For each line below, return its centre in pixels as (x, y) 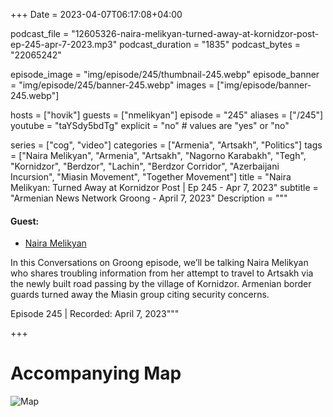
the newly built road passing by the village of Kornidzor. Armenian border (161, 284)
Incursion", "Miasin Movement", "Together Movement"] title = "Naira (151, 177)
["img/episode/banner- (264, 85)
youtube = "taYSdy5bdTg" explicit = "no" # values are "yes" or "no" (150, 125)
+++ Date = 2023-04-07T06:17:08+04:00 (96, 14)
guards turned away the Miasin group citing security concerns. (140, 295)
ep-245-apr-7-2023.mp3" (64, 44)
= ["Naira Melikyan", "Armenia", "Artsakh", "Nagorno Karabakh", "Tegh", (158, 155)
